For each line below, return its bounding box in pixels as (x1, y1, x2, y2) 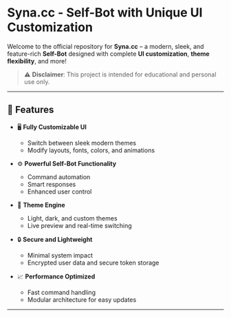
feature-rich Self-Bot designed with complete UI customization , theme (7, 50, 210, 58)
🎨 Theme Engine (16, 201, 65, 209)
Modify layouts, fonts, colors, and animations (27, 146, 155, 154)
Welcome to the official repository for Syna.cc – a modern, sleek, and (7, 42, 204, 50)
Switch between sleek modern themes (27, 139, 136, 147)
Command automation (27, 172, 91, 181)
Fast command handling (27, 288, 96, 296)
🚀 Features (7, 104, 54, 116)
